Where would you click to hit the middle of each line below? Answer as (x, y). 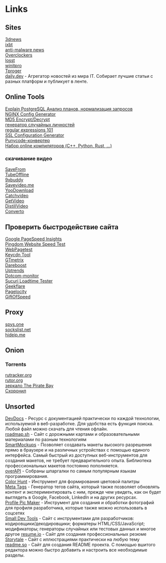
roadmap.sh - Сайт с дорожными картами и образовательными (72, 434)
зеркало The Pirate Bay (29, 386)
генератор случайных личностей (40, 124)
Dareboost (16, 265)
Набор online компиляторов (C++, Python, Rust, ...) (59, 146)
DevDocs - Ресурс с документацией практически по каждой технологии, (83, 418)
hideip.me (15, 335)
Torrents (16, 364)
